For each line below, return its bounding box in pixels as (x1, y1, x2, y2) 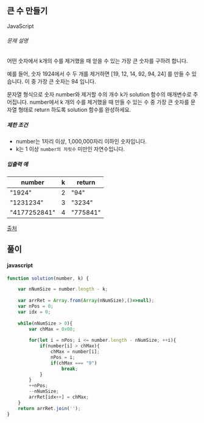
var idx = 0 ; (18, 309, 51, 315)
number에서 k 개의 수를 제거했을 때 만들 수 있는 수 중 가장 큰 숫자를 (29, 98, 189, 106)
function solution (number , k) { (7, 275, 89, 281)
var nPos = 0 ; (18, 303, 54, 309)
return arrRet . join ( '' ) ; (18, 405, 81, 411)
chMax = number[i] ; (50, 349, 100, 355)
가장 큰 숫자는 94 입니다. (37, 78, 96, 85)
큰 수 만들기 (7, 5, 48, 16)
